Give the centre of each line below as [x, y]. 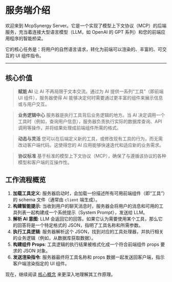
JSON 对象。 [36, 250]
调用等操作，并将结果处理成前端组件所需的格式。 [69, 128]
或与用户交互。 [34, 104]
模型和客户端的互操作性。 [45, 162]
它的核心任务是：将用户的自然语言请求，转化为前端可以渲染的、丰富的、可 [84, 49]
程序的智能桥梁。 [28, 38]
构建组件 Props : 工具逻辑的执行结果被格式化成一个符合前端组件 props [86, 244]
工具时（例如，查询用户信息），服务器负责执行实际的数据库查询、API [90, 121]
